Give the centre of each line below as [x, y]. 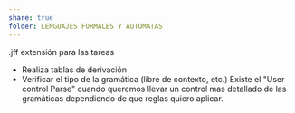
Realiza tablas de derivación [74, 70]
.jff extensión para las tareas [62, 52]
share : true [31, 18]
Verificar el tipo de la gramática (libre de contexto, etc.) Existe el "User [153, 79]
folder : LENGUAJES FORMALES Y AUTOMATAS [86, 26]
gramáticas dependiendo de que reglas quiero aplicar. [122, 98]
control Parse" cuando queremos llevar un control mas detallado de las [154, 89]
